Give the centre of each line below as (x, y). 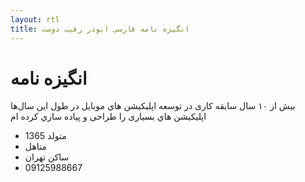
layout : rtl (35, 19)
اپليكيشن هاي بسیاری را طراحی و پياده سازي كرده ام (108, 117)
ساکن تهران (47, 157)
